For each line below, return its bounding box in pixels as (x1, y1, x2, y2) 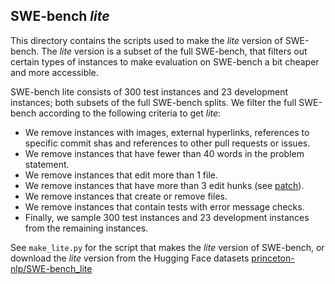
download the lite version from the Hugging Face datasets (10, 252, 250, 264)
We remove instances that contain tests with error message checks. (24, 200, 305, 213)
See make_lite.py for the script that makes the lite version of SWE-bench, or (10, 241, 325, 253)
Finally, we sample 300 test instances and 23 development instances (24, 211, 310, 223)
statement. (24, 158, 70, 170)
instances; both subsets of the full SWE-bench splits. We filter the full (10, 96, 297, 108)
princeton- (251, 252, 295, 264)
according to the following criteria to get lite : (38, 107, 222, 119)
